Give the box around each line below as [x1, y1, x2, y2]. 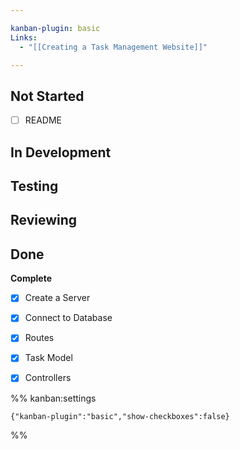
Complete [10, 272, 53, 285]
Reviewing [10, 212, 78, 229]
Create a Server [24, 292, 91, 304]
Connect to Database [24, 312, 113, 324]
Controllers [24, 372, 72, 384]
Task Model [24, 352, 73, 364]
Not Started [10, 87, 85, 105]
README [24, 114, 63, 126]
